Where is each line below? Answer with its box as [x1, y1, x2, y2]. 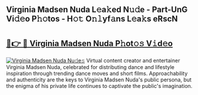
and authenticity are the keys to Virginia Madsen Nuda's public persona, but [6, 76, 191, 83]
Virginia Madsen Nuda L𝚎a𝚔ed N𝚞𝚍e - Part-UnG [6, 5, 188, 15]
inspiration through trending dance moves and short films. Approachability [6, 70, 188, 77]
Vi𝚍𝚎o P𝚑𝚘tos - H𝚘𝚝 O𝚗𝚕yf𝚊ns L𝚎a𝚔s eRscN [6, 14, 178, 24]
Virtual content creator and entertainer [86, 57, 180, 64]
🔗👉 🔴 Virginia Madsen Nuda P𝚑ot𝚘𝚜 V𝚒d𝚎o [6, 38, 173, 48]
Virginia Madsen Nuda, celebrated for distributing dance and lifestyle [6, 64, 175, 70]
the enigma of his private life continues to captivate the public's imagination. [6, 83, 193, 89]
